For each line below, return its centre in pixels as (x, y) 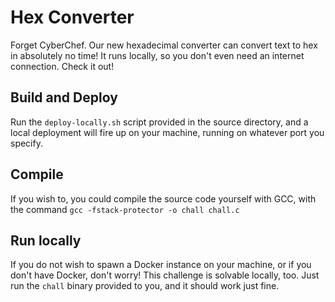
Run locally (46, 240)
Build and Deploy (64, 97)
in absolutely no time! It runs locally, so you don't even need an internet (157, 55)
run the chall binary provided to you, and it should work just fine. (145, 286)
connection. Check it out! (62, 66)
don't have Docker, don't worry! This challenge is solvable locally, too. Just (165, 275)
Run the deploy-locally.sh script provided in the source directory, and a (159, 122)
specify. (26, 143)
